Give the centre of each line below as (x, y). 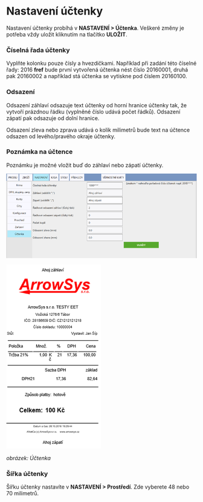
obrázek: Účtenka (29, 458)
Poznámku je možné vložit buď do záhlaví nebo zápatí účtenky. (85, 165)
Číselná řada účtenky (38, 50)
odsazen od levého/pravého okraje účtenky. (61, 136)
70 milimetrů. (23, 494)
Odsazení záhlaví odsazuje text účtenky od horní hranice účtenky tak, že (97, 105)
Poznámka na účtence (40, 152)
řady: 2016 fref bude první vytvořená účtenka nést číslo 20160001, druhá (97, 70)
